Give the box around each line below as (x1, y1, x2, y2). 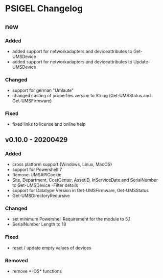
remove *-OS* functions (12, 268, 62, 274)
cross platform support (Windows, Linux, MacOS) (12, 162, 112, 167)
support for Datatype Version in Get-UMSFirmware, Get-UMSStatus (12, 188, 149, 194)
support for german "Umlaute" (12, 87, 74, 93)
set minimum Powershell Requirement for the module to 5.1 (12, 216, 131, 222)
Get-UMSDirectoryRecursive (12, 193, 70, 199)
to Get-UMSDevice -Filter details (12, 182, 78, 188)
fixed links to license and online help (12, 121, 86, 127)
